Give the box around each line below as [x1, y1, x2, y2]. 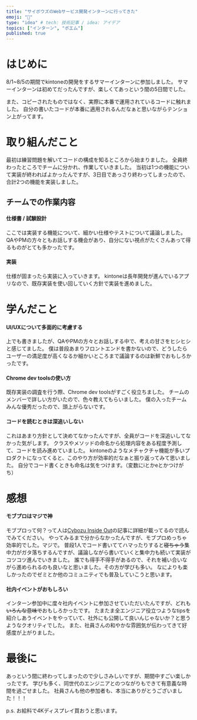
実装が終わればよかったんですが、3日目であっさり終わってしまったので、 [11, 171, 189, 178]
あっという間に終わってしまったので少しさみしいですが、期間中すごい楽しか [6, 672, 191, 680]
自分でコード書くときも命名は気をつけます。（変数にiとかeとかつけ [17, 462, 179, 469]
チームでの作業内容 [6, 197, 76, 207]
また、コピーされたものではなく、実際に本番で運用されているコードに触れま [6, 98, 192, 105]
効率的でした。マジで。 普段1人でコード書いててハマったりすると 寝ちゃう [6, 541, 185, 548]
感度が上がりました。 [6, 629, 58, 636]
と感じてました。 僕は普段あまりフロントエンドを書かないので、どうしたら [6, 345, 188, 352]
